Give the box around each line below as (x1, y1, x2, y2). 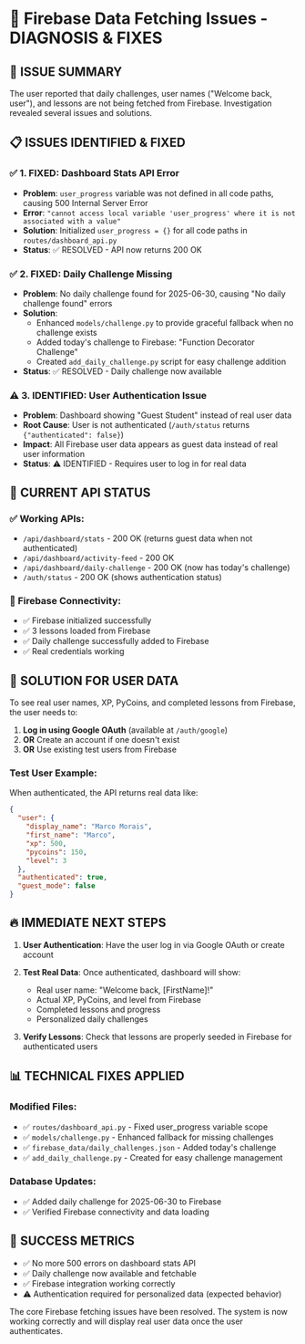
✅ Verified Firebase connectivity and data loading (22, 1206, 209, 1217)
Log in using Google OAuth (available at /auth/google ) (22, 724, 229, 735)
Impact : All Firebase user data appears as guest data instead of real (22, 439, 279, 450)
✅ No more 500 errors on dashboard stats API (22, 1257, 197, 1268)
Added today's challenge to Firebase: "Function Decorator (36, 337, 255, 348)
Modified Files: (9, 1100, 77, 1113)
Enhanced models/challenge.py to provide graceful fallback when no (36, 317, 294, 328)
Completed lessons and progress (36, 1004, 161, 1015)
